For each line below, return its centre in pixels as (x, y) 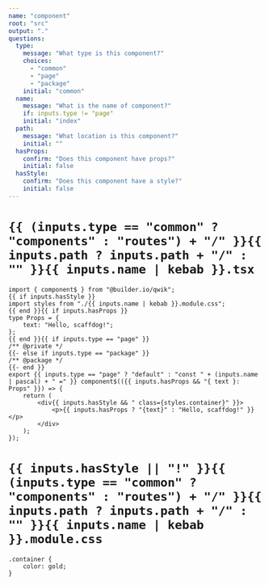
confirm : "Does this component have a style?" (103, 181)
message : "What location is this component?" (101, 136)
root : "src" (28, 23)
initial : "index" (52, 121)
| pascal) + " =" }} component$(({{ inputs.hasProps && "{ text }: (124, 381)
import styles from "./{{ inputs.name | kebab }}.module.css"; (117, 304)
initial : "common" (54, 91)
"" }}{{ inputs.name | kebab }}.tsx (132, 269)
